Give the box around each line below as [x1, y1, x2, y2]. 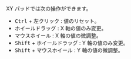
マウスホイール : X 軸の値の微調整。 [14, 32, 102, 39]
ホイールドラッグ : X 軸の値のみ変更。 [14, 25, 107, 32]
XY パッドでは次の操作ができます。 [6, 5, 92, 12]
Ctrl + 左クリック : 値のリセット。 [14, 18, 100, 25]
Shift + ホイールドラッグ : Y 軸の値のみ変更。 [14, 40, 129, 46]
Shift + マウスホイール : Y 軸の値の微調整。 [14, 47, 123, 54]
